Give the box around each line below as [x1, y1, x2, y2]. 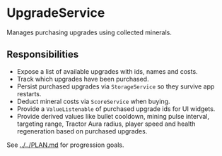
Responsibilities [6, 48, 79, 60]
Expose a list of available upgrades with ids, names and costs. [16, 67, 199, 75]
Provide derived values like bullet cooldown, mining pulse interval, [16, 112, 210, 120]
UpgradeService [6, 5, 105, 21]
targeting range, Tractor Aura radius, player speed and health [16, 119, 196, 128]
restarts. [16, 89, 42, 98]
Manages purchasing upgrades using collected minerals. [6, 28, 173, 37]
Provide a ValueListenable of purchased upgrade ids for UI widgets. [16, 104, 216, 113]
